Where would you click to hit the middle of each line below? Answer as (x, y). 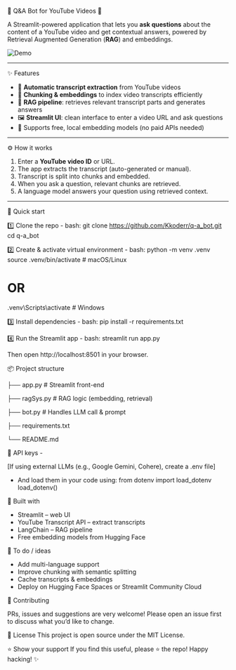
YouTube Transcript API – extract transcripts (81, 522)
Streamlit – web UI (44, 514)
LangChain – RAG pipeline (55, 530)
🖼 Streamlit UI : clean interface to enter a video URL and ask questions (120, 117)
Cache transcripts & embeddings (65, 579)
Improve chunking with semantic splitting (77, 572)
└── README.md (33, 439)
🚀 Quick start (26, 211)
